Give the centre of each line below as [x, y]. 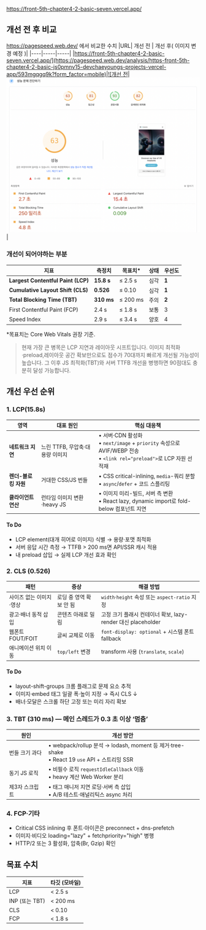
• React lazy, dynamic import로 [137, 501]
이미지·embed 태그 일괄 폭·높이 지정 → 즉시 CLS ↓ [76, 694]
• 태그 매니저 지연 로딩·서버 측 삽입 [90, 787]
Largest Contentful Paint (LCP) [49, 280]
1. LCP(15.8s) [26, 409]
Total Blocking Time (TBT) [43, 300]
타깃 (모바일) [66, 882]
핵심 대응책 [148, 425]
